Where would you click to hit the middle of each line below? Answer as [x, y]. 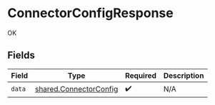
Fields [21, 55]
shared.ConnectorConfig [76, 89]
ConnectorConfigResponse [90, 13]
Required [141, 75]
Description [184, 75]
